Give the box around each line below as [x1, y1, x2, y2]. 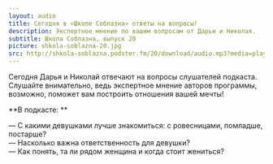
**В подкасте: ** [8, 105, 68, 114]
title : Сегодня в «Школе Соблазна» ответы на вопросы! [8, 19, 198, 28]
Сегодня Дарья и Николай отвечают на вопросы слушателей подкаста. [8, 72, 258, 81]
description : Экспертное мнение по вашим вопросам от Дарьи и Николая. [8, 27, 256, 35]
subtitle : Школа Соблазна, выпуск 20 [8, 34, 136, 43]
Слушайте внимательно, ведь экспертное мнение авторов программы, [8, 80, 258, 90]
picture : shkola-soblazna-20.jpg [8, 42, 122, 50]
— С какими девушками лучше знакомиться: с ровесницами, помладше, [8, 121, 263, 130]
